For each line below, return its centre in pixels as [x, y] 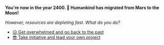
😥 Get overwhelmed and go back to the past [58, 32]
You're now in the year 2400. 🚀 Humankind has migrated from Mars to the [82, 8]
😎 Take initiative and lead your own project [56, 37]
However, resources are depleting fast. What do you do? [63, 22]
